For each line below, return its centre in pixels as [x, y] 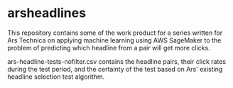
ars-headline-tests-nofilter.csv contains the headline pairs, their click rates [116, 61]
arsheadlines [47, 13]
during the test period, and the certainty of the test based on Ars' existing [115, 69]
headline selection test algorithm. [56, 77]
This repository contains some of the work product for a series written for [115, 33]
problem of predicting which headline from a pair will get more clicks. [109, 48]
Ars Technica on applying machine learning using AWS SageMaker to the [114, 40]
